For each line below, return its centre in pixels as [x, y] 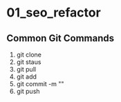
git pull [26, 69]
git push [28, 91]
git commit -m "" [40, 84]
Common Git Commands [60, 38]
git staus [29, 62]
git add [27, 76]
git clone [29, 54]
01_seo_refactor [54, 13]
